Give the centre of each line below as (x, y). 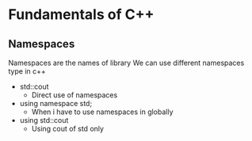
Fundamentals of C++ (81, 15)
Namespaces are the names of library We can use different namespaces (126, 63)
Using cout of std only (68, 129)
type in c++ (27, 71)
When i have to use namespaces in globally (102, 112)
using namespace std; (56, 103)
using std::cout (44, 120)
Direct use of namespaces (74, 95)
